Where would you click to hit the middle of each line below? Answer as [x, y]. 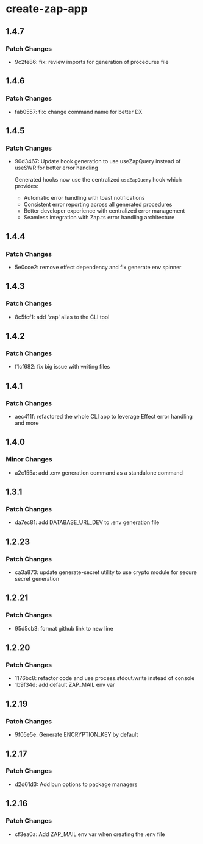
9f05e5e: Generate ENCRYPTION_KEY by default [76, 735]
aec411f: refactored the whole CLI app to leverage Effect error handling [104, 417]
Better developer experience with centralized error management [104, 211]
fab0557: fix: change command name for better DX [78, 112]
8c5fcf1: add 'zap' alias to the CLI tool [62, 317]
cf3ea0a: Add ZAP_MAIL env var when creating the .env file [90, 834]
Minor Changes [29, 459]
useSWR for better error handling [56, 168]
